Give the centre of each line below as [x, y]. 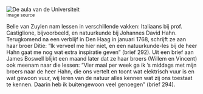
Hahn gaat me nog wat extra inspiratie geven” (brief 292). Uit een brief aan [100, 52]
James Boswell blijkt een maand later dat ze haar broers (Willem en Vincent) [102, 59]
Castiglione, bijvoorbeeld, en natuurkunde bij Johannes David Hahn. [91, 33]
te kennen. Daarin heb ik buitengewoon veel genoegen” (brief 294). [91, 84]
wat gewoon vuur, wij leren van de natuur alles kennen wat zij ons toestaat [99, 78]
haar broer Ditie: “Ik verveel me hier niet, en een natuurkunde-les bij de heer [102, 46]
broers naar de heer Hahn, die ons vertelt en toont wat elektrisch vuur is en [100, 72]
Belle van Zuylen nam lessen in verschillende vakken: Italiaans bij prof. [94, 26]
